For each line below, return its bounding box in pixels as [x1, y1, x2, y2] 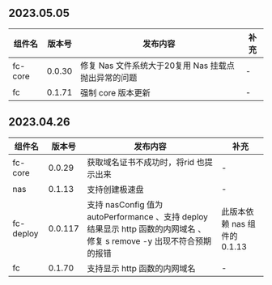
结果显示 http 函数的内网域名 [87, 223, 196, 234]
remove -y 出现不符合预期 [112, 235, 212, 246]
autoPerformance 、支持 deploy [87, 211, 209, 222]
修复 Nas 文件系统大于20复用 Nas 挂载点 [79, 60, 235, 71]
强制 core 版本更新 [79, 87, 151, 98]
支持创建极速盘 [87, 184, 144, 195]
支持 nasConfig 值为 [87, 198, 164, 210]
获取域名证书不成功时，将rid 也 [87, 156, 205, 168]
